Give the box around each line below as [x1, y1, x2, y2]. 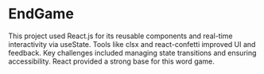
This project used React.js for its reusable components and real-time [8, 31, 233, 41]
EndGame [8, 5, 74, 23]
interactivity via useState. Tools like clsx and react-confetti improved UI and [8, 39, 256, 49]
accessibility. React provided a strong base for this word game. [8, 56, 215, 66]
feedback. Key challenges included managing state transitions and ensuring [8, 48, 257, 57]
